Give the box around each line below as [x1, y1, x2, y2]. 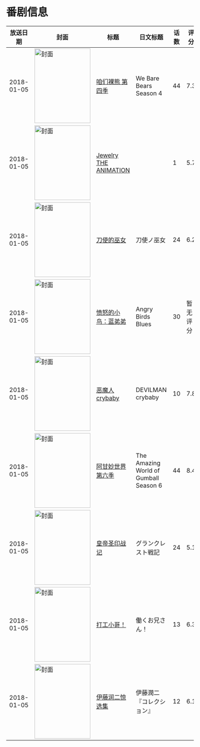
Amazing [136, 458, 161, 467]
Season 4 [136, 89, 162, 97]
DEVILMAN [136, 385, 167, 394]
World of [136, 466, 160, 474]
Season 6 [136, 481, 162, 489]
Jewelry [96, 151, 119, 159]
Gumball [136, 473, 160, 482]
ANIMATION [96, 166, 130, 174]
